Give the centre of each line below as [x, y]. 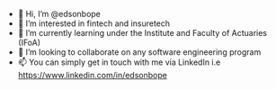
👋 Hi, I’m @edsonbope [59, 14]
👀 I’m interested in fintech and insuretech [94, 23]
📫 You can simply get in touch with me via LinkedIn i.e [119, 62]
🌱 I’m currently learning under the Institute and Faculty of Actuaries [142, 33]
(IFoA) [29, 42]
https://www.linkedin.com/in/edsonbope [93, 75]
